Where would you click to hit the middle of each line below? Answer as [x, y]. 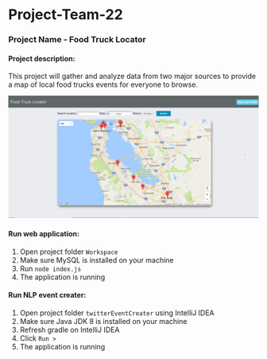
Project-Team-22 [66, 15]
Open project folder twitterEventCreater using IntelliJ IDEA [117, 313]
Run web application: [44, 234]
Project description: [42, 58]
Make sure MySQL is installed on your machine [97, 259]
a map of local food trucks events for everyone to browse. [103, 84]
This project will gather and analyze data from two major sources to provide [132, 76]
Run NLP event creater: [47, 295]
